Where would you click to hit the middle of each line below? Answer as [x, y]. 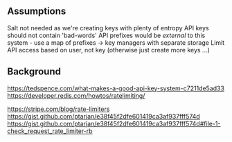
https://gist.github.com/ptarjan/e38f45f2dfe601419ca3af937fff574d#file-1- [114, 123]
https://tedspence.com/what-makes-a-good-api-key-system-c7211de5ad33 [116, 88]
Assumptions [37, 11]
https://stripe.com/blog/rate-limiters [59, 109]
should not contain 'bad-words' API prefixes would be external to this [106, 35]
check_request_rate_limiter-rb [50, 131]
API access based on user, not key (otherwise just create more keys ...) [108, 50]
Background [34, 72]
